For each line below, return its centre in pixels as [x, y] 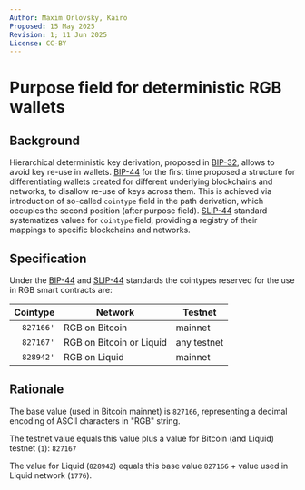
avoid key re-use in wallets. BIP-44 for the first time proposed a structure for [152, 172]
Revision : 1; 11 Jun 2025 [58, 34]
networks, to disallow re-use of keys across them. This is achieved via [141, 191]
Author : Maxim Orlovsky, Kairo [69, 18]
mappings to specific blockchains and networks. [100, 230]
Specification [48, 258]
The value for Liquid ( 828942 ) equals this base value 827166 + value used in [149, 465]
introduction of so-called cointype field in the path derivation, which [137, 201]
